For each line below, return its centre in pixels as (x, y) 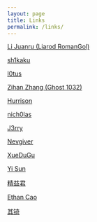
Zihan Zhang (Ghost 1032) (45, 88)
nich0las (20, 115)
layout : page (26, 14)
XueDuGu (21, 155)
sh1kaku (19, 60)
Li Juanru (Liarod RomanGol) (48, 47)
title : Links (26, 20)
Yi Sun (16, 169)
